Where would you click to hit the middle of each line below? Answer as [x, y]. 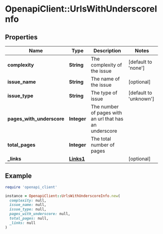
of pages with [106, 113]
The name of [105, 79]
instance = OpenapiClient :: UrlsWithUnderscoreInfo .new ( [63, 196]
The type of [104, 93]
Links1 [77, 159]
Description [107, 51]
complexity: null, [28, 200]
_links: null [23, 223]
